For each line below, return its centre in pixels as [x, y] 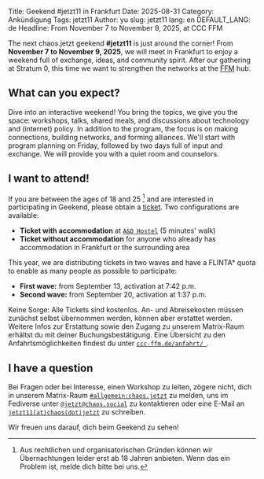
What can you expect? [64, 93]
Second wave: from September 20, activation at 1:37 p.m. [113, 295]
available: [24, 216]
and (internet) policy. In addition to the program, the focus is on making [123, 128]
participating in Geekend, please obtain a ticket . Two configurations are [124, 207]
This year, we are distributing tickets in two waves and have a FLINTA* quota [132, 263]
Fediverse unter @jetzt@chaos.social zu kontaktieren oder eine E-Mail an [126, 403]
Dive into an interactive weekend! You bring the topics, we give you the [123, 112]
